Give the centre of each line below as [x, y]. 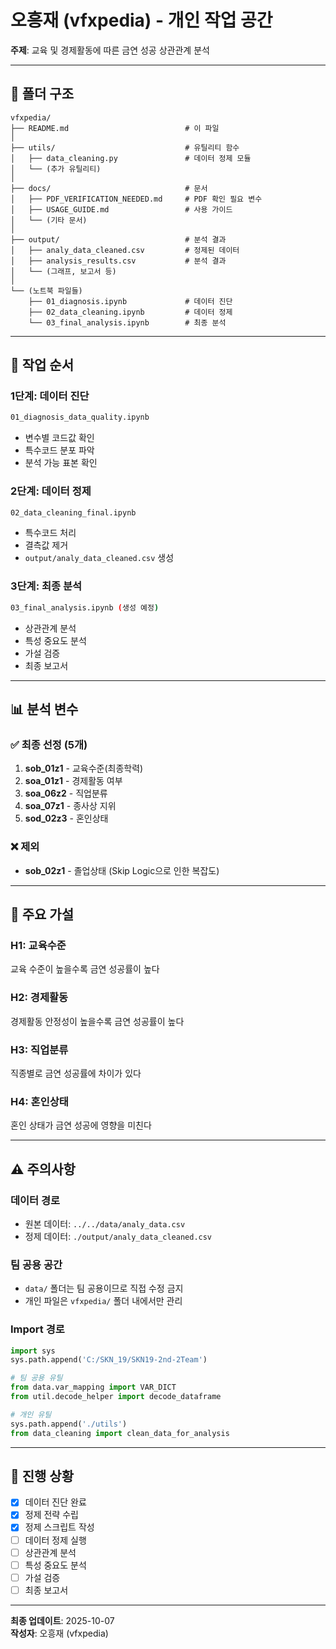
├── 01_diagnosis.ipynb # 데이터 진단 [130, 301]
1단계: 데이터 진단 [50, 396]
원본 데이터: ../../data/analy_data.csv [105, 1223]
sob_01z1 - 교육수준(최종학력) [84, 768]
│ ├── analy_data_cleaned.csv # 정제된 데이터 [125, 250]
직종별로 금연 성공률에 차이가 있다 [76, 1073]
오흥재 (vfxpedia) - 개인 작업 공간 [141, 20]
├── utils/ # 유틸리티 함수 [125, 147]
